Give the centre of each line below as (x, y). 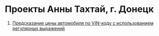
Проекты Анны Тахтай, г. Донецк (79, 9)
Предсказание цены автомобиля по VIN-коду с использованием (83, 23)
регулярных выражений (38, 28)
